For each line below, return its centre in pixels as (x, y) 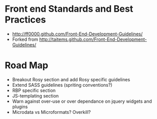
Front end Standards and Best (69, 9)
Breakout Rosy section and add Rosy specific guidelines (71, 79)
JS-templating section (35, 96)
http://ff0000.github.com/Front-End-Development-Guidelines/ (77, 34)
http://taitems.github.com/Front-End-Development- (93, 39)
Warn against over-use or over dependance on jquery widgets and (82, 101)
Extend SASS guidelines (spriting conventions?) (62, 85)
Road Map (27, 66)
